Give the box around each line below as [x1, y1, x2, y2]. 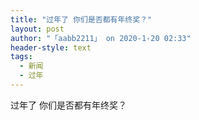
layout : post [10, 24, 65, 34]
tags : [10, 52, 33, 62]
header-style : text [10, 42, 92, 53]
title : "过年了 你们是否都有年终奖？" [10, 14, 153, 25]
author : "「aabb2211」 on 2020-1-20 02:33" [10, 33, 192, 43]
